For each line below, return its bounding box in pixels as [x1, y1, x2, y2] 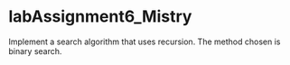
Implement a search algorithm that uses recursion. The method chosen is [8, 36, 281, 47]
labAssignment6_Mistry [8, 6, 192, 27]
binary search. [8, 45, 62, 56]
